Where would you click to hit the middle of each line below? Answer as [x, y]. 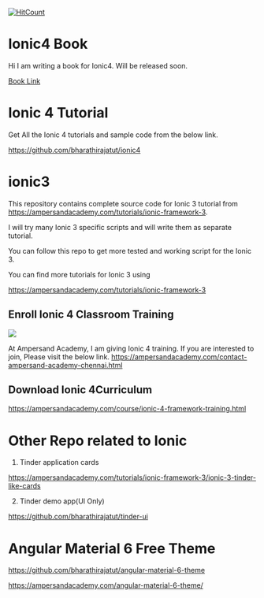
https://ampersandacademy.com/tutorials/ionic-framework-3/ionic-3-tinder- [132, 477]
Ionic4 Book [48, 44]
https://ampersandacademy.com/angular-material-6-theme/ [106, 585]
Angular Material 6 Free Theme [112, 548]
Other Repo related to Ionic [98, 440]
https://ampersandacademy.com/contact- [179, 357]
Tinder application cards [59, 462]
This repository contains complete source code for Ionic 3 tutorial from [123, 203]
